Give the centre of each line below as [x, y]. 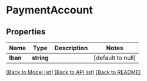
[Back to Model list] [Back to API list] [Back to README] [73, 72]
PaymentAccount [49, 10]
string [40, 58]
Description [71, 48]
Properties [26, 32]
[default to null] [115, 58]
